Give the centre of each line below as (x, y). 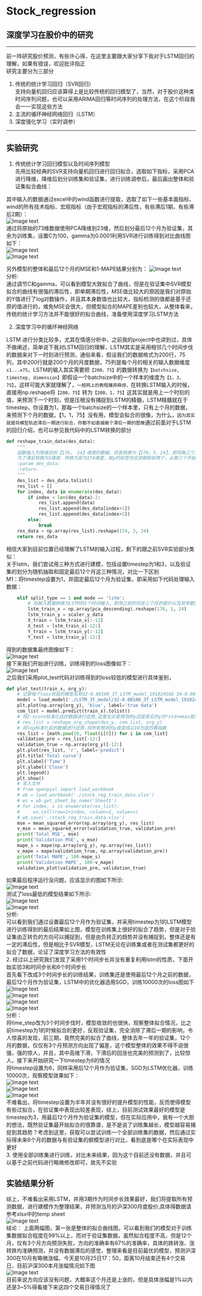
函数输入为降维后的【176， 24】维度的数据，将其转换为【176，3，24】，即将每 (102, 452)
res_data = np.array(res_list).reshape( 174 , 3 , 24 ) (83, 531)
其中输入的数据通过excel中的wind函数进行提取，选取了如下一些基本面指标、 (100, 199)
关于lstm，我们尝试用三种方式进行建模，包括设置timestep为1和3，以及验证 (99, 564)
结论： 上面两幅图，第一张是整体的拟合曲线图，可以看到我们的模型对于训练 (99, 1228)
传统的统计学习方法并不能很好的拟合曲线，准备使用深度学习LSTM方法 (93, 314)
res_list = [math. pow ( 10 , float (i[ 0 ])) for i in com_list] (93, 733)
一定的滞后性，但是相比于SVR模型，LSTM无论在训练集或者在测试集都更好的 (100, 945)
